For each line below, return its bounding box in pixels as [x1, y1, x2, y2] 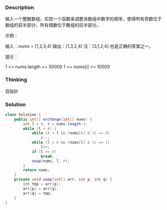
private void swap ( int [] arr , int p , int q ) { [14, 177, 112, 182]
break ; [40, 154, 55, 159]
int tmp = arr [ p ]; [23, 182, 61, 187]
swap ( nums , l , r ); [31, 158, 70, 163]
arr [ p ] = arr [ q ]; [23, 186, 59, 191]
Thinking [5, 76, 27, 83]
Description [5, 4, 34, 11]
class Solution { [5, 112, 41, 117]
